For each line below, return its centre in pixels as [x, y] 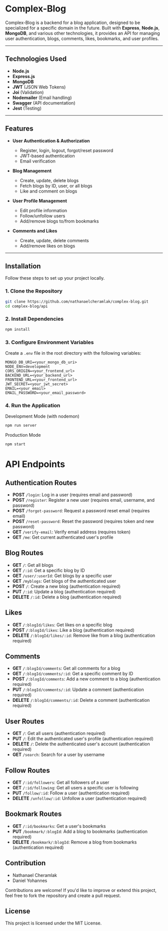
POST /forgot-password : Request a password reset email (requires [81, 510]
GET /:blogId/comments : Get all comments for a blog [66, 668]
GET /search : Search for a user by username [58, 755]
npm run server [21, 426]
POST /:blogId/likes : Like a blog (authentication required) [73, 630]
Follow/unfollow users [42, 216]
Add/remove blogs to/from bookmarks [59, 221]
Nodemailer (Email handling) [42, 98]
